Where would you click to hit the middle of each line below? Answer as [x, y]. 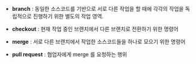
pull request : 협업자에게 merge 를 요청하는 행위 [69, 54]
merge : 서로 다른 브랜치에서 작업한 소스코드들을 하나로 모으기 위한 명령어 [99, 42]
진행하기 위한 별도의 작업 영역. [68, 16]
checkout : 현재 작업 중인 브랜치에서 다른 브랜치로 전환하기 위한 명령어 [95, 29]
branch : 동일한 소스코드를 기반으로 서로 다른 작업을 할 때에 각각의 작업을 [98, 9]
